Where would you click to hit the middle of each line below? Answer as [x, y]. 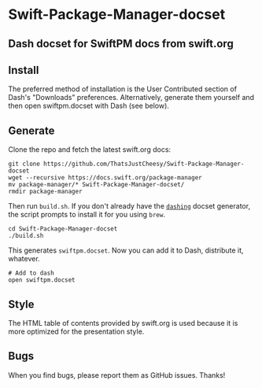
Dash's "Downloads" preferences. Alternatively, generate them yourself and [131, 98]
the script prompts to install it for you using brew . [87, 215]
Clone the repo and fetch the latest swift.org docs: [90, 150]
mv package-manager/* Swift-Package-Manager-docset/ [96, 185]
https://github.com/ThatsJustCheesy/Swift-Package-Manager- [144, 164]
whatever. [24, 259]
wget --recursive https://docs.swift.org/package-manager [105, 178]
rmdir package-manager [45, 192]
